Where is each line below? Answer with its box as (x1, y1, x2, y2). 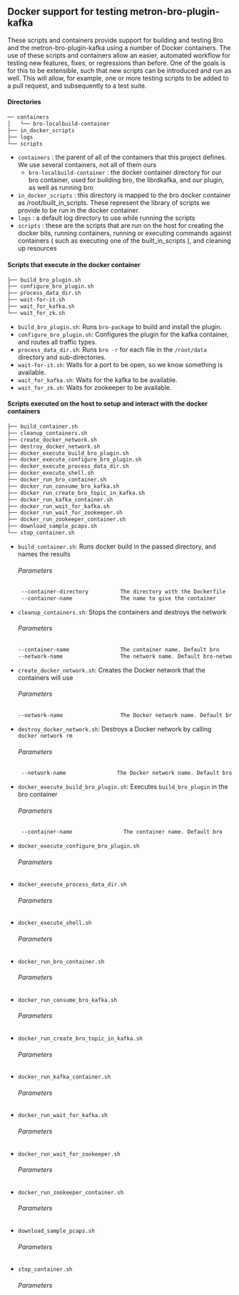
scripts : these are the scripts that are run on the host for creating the (17, 221, 224, 230)
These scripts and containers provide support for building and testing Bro (7, 36, 223, 44)
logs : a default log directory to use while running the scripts (17, 214, 195, 222)
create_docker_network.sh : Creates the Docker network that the (17, 666, 205, 674)
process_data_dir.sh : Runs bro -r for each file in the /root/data (17, 345, 207, 354)
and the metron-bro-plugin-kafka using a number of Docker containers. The (7, 43, 231, 52)
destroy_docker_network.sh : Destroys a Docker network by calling (17, 724, 212, 733)
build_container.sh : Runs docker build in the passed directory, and (17, 542, 216, 551)
